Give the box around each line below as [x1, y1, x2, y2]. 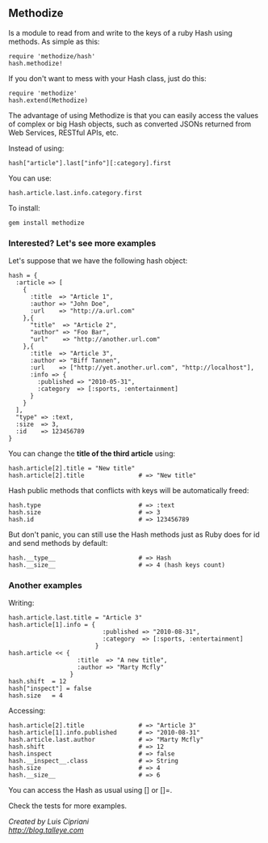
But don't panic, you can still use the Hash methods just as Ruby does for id [8, 530, 260, 539]
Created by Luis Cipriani [8, 817, 90, 827]
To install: [8, 202, 40, 213]
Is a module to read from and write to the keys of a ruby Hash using [8, 28, 232, 37]
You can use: [8, 173, 52, 183]
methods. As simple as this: [8, 36, 100, 46]
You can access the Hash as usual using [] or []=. [8, 786, 173, 795]
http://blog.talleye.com [8, 825, 85, 835]
